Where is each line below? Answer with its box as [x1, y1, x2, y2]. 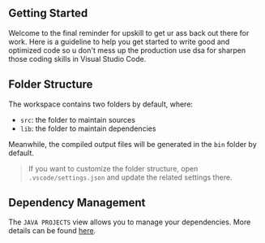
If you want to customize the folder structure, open [28, 163, 199, 173]
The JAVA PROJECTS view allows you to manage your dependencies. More [8, 217, 251, 227]
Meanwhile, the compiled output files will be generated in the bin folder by [8, 139, 257, 149]
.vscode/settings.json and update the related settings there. [28, 172, 233, 182]
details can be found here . [8, 226, 96, 236]
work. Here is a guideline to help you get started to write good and [8, 37, 230, 46]
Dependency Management [8, 196, 146, 210]
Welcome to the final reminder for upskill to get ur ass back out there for [8, 28, 250, 37]
